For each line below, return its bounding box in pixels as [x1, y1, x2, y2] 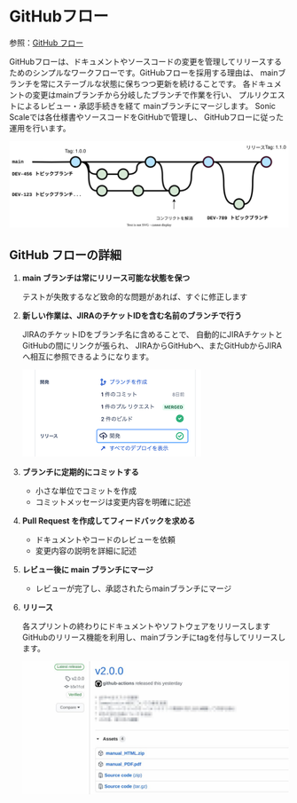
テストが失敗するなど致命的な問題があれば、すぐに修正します [21, 292, 248, 303]
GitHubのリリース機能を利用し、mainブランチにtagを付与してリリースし [21, 632, 286, 642]
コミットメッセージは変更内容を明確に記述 [35, 497, 191, 508]
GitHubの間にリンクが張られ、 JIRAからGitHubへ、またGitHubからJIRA [21, 341, 282, 351]
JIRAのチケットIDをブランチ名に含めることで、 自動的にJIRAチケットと [21, 329, 284, 340]
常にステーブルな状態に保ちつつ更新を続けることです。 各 [39, 78, 251, 89]
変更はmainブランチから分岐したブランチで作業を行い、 [32, 89, 237, 100]
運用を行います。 [9, 122, 71, 133]
